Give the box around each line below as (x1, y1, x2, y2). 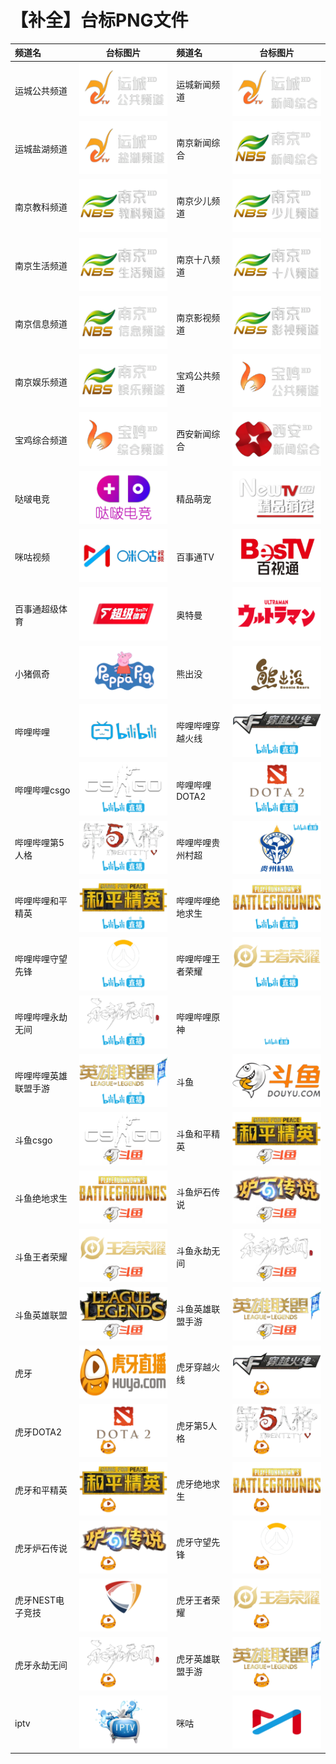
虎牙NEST (14, 1594, 56, 1606)
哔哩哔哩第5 (14, 836, 65, 848)
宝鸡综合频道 (14, 434, 68, 446)
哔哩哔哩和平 (14, 894, 68, 906)
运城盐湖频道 (14, 143, 68, 155)
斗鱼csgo (14, 1134, 53, 1146)
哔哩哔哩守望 (14, 953, 68, 965)
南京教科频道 (14, 201, 68, 213)
